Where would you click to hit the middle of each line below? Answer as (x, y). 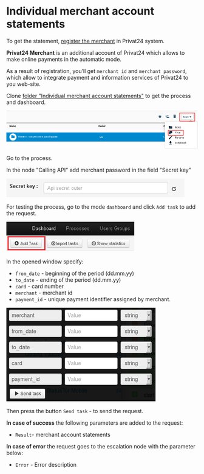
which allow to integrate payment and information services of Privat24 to (97, 77)
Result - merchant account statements (63, 434)
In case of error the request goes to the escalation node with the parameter (101, 446)
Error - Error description (46, 464)
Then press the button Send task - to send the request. (75, 411)
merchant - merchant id (44, 293)
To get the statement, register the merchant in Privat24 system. (86, 41)
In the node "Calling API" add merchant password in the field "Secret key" (99, 170)
